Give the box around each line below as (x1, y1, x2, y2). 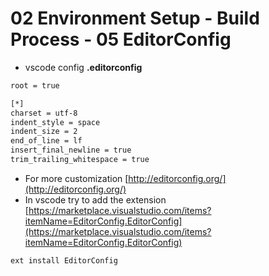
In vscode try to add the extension (24, 193, 167, 206)
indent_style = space (10, 117, 101, 127)
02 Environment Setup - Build (10, 7, 260, 30)
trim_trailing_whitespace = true (10, 155, 150, 165)
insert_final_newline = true (10, 145, 132, 156)
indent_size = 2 (10, 127, 78, 137)
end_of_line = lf (10, 136, 83, 146)
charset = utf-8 (10, 108, 78, 118)
